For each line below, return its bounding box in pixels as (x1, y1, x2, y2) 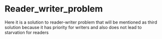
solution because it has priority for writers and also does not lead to (4, 24, 142, 30)
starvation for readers (4, 29, 49, 35)
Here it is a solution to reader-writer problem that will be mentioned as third (4, 19, 157, 25)
